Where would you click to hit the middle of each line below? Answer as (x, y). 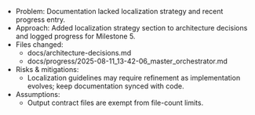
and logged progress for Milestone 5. (75, 36)
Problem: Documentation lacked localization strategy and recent (119, 11)
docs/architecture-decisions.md (79, 53)
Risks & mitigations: (47, 69)
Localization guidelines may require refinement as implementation (134, 78)
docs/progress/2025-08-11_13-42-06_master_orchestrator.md (127, 61)
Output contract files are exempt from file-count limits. (115, 102)
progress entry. (40, 20)
